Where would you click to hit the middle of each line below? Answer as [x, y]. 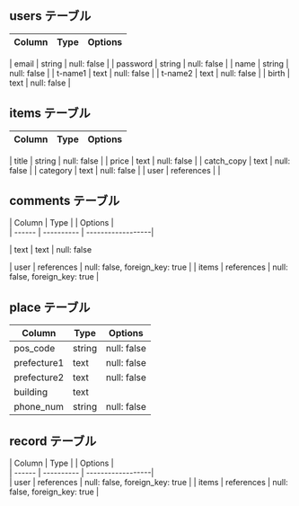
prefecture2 [39, 377]
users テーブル [50, 16]
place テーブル [50, 307]
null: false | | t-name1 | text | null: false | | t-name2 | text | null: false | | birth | [149, 73]
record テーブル [53, 441]
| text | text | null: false [51, 250]
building [31, 392]
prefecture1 [39, 363]
